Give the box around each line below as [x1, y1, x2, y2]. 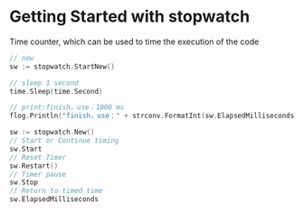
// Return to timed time [9, 187, 103, 196]
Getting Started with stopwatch [9, 6, 251, 27]
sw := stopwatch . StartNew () [9, 61, 116, 71]
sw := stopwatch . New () [9, 128, 95, 137]
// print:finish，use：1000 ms [9, 103, 125, 112]
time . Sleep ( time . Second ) [9, 87, 103, 96]
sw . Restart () [9, 161, 59, 171]
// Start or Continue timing [9, 136, 119, 145]
